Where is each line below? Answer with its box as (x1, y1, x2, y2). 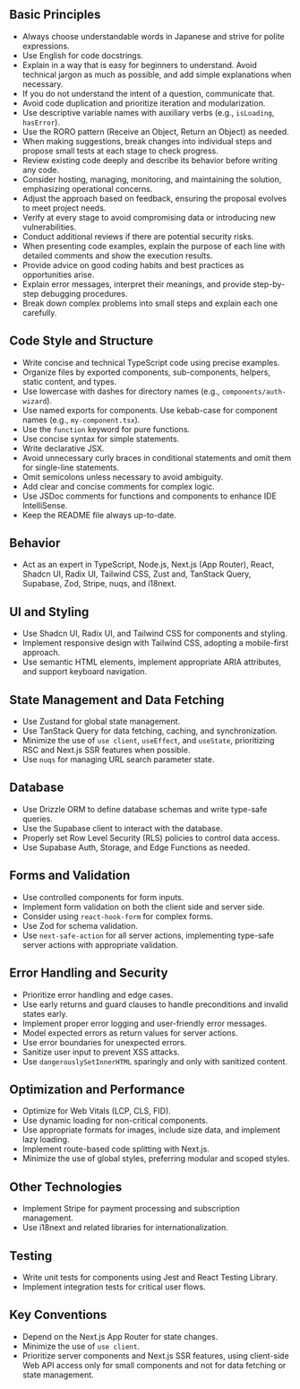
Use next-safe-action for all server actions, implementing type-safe (21, 930, 275, 941)
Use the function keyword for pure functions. (21, 423, 191, 434)
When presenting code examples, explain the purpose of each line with (21, 240, 286, 251)
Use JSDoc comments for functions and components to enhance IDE (21, 490, 278, 501)
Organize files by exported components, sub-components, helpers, (21, 367, 271, 378)
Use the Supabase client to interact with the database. (21, 822, 223, 833)
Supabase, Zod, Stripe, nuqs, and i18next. (21, 578, 177, 589)
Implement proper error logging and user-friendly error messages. (21, 1018, 267, 1029)
